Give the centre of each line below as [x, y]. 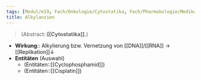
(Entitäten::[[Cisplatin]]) [53, 71]
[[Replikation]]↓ [35, 52]
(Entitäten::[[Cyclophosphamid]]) [64, 64]
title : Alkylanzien [31, 17]
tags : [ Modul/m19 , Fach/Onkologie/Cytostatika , [67, 12]
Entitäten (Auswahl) [39, 58]
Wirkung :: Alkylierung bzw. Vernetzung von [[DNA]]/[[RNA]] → [92, 46]
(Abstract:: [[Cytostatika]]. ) [54, 34]
